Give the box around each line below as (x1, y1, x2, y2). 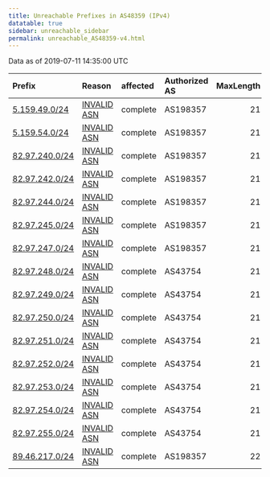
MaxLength (215, 80, 261, 92)
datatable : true (8, 19, 63, 27)
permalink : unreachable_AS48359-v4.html (8, 34, 146, 43)
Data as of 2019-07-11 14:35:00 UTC (8, 56, 129, 66)
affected (121, 80, 154, 92)
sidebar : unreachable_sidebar (8, 27, 110, 35)
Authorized (164, 76, 209, 87)
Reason (81, 80, 112, 92)
